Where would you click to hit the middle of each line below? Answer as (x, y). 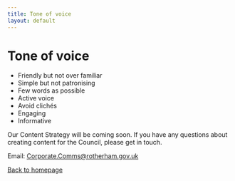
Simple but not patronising (56, 83)
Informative (35, 121)
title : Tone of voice (40, 14)
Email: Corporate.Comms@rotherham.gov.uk (73, 156)
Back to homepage (35, 170)
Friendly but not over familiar (60, 76)
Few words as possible (51, 90)
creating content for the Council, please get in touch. (85, 143)
